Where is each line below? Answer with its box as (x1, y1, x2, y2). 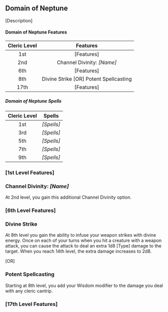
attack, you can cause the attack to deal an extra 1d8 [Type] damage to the (5, 243, 162, 249)
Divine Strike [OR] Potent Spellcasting (41, 76, 132, 83)
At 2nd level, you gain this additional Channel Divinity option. (5, 194, 132, 200)
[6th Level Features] (5, 207, 56, 214)
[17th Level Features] (5, 300, 58, 307)
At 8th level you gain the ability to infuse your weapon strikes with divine (5, 232, 156, 238)
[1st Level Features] (5, 169, 55, 176)
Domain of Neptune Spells (5, 98, 62, 104)
